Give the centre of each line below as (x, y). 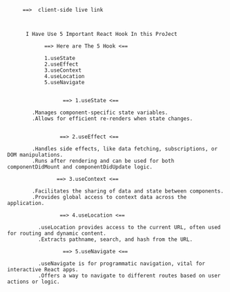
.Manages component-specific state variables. (100, 113)
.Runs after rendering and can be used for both (103, 161)
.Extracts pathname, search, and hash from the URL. (115, 240)
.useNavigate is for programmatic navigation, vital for (122, 264)
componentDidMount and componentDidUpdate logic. (80, 167)
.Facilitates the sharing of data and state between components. (128, 191)
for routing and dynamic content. (57, 233)
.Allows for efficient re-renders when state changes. (113, 119)
